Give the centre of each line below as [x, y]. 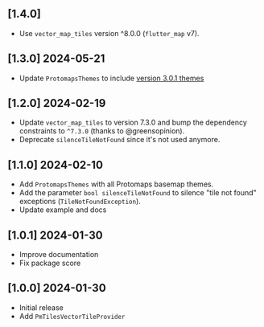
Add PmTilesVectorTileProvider [72, 316]
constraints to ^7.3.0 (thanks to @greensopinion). [102, 131]
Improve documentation [59, 255]
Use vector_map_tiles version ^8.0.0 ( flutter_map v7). [109, 33]
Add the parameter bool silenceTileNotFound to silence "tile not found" [138, 193]
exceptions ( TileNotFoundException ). [80, 202]
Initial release [41, 307]
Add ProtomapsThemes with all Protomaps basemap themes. [116, 184]
